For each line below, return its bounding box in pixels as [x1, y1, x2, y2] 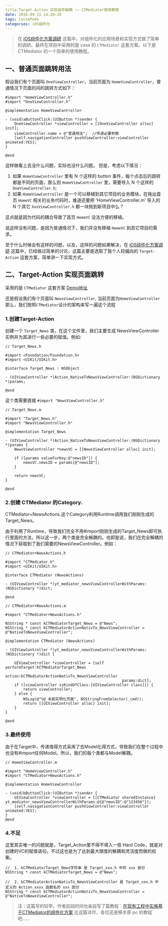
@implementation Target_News [5, 430, 66, 435]
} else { [14, 691, 33, 697]
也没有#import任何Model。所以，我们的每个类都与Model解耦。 [5, 750, 135, 756]
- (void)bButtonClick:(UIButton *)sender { [5, 790, 98, 796]
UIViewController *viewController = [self [14, 660, 104, 666]
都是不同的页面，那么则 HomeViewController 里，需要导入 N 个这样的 [12, 179, 154, 186]
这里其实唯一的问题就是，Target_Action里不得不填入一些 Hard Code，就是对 [5, 842, 163, 848]
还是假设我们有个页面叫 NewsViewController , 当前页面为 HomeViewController [5, 295, 160, 301]
